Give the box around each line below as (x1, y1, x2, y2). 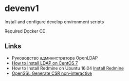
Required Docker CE (4, 28, 45, 34)
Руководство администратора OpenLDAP (11, 55, 98, 61)
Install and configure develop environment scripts (4, 19, 104, 25)
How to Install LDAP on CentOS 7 (11, 60, 78, 66)
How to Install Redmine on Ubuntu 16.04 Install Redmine (11, 65, 124, 71)
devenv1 (4, 3, 39, 14)
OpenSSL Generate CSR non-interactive (11, 70, 92, 76)
